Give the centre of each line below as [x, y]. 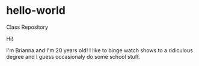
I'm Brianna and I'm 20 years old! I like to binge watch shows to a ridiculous [100, 50]
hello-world [36, 10]
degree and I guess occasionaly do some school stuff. [73, 56]
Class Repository [27, 27]
